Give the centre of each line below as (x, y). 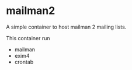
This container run (28, 38)
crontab (24, 62)
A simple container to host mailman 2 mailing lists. (66, 27)
